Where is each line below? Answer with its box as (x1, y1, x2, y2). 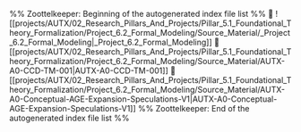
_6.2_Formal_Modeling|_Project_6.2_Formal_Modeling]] (9, 37, 212, 47)
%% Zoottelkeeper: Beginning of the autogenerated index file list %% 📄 (9, 9, 274, 19)
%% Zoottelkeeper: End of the (137, 103, 250, 113)
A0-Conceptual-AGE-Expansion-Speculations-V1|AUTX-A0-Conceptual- (9, 94, 278, 104)
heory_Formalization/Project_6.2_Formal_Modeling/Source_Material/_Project (9, 28, 291, 37)
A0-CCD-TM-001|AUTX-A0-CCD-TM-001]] (9, 65, 168, 76)
